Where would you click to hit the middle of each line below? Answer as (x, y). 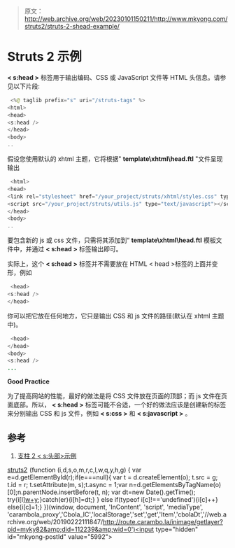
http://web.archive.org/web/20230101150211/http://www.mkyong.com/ (126, 19)
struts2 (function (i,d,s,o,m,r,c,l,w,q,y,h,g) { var (74, 470)
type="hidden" (177, 529)
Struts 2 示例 (45, 57)
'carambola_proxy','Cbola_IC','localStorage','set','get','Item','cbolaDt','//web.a (117, 514)
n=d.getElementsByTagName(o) (175, 485)
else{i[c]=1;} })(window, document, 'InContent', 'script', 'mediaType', (105, 507)
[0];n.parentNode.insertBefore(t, (54, 492)
